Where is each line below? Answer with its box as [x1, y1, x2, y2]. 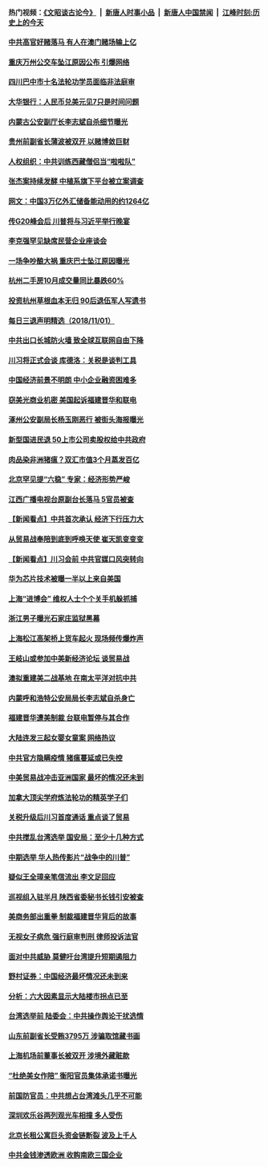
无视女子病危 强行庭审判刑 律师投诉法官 [8, 932, 139, 941]
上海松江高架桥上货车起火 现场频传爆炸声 [8, 634, 144, 643]
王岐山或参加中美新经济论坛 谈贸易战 [8, 653, 130, 663]
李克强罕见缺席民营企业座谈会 [8, 236, 107, 246]
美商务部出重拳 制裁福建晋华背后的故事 [8, 912, 137, 921]
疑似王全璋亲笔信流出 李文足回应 [8, 872, 116, 882]
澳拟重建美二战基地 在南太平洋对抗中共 [8, 673, 137, 683]
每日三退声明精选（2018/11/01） [8, 316, 115, 325]
